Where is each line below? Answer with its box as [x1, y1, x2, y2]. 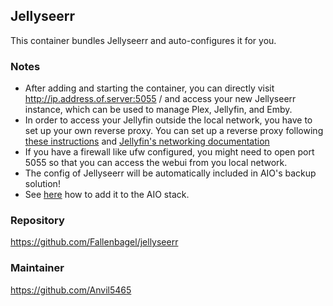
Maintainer [10, 261, 65, 275]
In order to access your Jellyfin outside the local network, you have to [24, 114, 313, 126]
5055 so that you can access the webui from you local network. [24, 157, 288, 169]
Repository [10, 214, 65, 228]
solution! [24, 178, 61, 190]
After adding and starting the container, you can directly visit [24, 82, 275, 94]
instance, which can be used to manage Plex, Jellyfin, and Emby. [24, 104, 293, 116]
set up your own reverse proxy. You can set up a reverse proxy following [24, 125, 324, 137]
